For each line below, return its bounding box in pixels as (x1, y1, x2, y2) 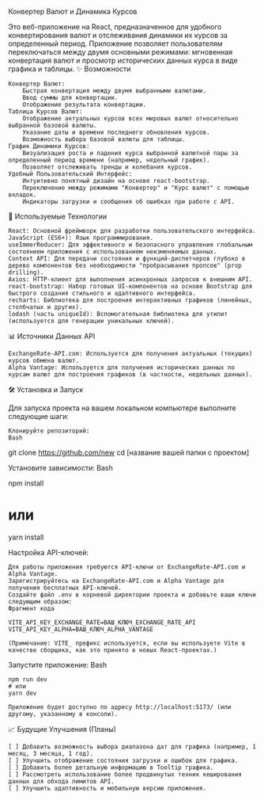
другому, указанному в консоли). (8, 710, 119, 718)
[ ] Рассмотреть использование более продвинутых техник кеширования (8, 770, 243, 779)
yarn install (8, 532, 44, 542)
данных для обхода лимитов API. (8, 777, 115, 785)
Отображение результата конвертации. (22, 101, 147, 109)
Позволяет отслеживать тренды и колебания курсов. (22, 163, 193, 171)
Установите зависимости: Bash (8, 463, 113, 472)
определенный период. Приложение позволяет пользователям (8, 39, 223, 48)
